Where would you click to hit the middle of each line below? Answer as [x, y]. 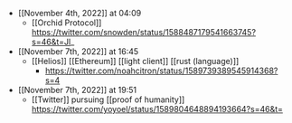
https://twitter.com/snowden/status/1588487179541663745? [143, 32]
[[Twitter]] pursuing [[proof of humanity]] [108, 99]
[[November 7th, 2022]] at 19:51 [77, 90]
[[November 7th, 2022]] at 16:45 [78, 52]
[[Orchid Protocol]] [66, 23]
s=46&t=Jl [51, 42]
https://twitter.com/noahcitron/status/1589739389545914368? [161, 71]
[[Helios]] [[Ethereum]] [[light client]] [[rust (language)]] [135, 61]
